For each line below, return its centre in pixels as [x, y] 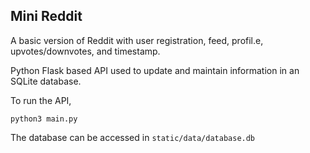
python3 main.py [44, 119]
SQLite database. [46, 81]
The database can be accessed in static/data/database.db [133, 137]
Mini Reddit [46, 16]
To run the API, [41, 100]
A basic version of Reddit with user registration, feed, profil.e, [137, 40]
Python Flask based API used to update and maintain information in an [155, 70]
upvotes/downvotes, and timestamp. [85, 51]
